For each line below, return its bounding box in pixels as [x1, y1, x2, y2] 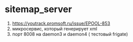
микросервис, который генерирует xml [12, 25, 97, 31]
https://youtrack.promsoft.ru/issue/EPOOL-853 [12, 20, 110, 26]
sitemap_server [5, 4, 72, 15]
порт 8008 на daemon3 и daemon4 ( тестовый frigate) [12, 31, 128, 37]
